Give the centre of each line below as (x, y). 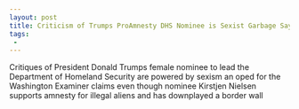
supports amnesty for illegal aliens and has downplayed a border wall (137, 96)
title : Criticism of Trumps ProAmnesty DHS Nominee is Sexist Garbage (143, 26)
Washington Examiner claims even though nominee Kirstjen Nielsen (133, 86)
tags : (19, 34)
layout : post (33, 17)
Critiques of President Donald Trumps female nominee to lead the (129, 67)
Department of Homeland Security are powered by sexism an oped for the (145, 77)
